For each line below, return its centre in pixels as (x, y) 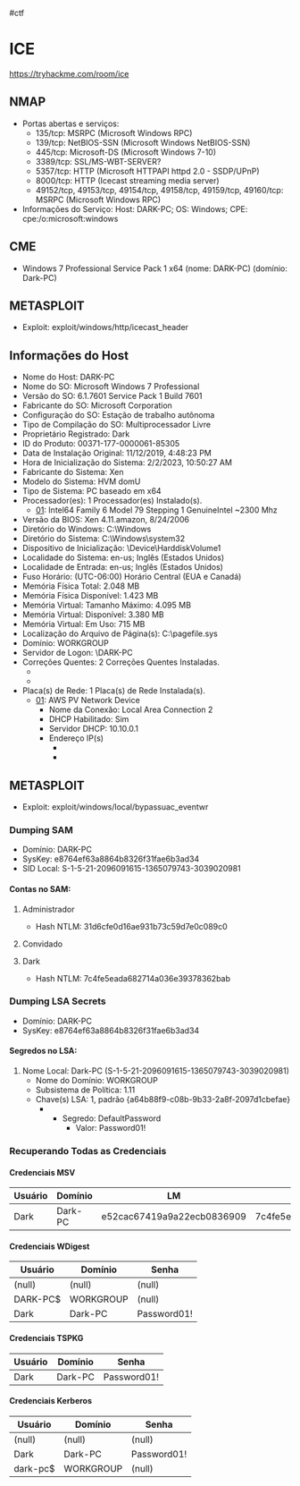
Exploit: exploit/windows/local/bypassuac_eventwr (115, 807)
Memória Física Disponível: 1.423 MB (90, 596)
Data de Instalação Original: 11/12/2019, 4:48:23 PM (117, 453)
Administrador (48, 909)
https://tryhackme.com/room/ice (69, 73)
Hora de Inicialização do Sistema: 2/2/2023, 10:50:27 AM (127, 463)
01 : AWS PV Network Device (87, 701)
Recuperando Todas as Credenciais (88, 1151)
